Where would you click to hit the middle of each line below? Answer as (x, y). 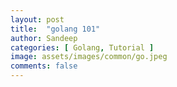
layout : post (37, 19)
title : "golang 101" (55, 29)
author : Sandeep (44, 38)
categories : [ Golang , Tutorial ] (82, 47)
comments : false (44, 66)
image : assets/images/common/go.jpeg (89, 57)
